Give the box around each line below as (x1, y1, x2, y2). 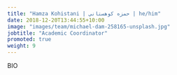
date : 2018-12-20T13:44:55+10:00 (7, 17, 105, 24)
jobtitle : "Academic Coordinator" (7, 29, 108, 37)
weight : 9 (7, 42, 36, 49)
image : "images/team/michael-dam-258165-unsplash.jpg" (7, 23, 171, 30)
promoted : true (7, 36, 52, 43)
